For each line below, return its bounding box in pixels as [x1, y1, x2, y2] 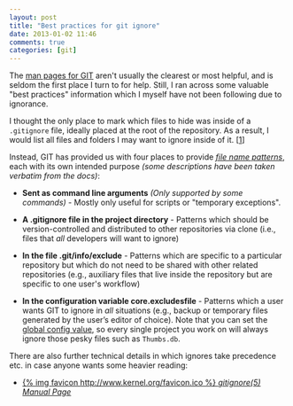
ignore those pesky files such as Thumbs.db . [21, 333, 181, 344]
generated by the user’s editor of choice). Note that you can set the [21, 315, 268, 325]
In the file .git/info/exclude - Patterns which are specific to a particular [21, 250, 282, 262]
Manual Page [21, 386, 72, 397]
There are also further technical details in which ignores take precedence [9, 351, 277, 362]
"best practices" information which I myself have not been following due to [9, 90, 282, 100]
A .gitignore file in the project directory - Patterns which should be [21, 215, 270, 225]
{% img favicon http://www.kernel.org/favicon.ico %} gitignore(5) [21, 378, 261, 388]
